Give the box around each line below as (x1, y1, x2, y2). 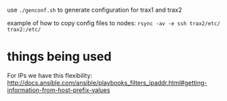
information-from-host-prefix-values (7, 85, 111, 94)
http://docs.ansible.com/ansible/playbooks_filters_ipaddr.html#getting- (7, 78, 207, 87)
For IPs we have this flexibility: (7, 71, 92, 79)
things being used (7, 49, 111, 64)
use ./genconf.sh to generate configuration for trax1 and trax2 (7, 6, 183, 14)
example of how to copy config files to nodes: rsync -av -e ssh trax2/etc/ (7, 19, 221, 27)
